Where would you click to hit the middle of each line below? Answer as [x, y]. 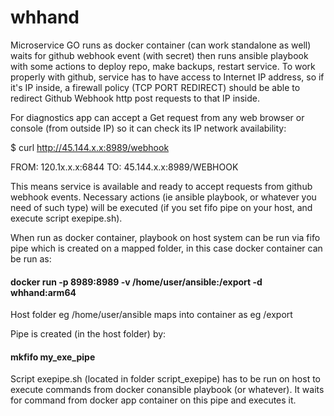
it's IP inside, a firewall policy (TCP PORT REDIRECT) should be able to [155, 87]
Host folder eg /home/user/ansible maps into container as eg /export [151, 315]
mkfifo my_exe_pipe [53, 357]
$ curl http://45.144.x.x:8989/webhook [90, 147]
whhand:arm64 [43, 292]
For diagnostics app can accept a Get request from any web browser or [157, 117]
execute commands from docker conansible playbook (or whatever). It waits [167, 390]
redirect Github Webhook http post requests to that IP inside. [135, 98]
